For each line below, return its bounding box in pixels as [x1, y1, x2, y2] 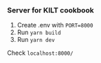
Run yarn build [16, 28, 61, 36]
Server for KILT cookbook [7, 5, 94, 15]
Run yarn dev [16, 36, 55, 44]
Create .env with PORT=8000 [16, 21, 93, 29]
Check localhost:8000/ [7, 49, 74, 57]
